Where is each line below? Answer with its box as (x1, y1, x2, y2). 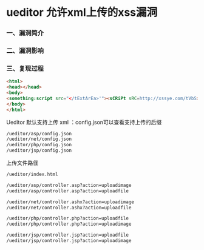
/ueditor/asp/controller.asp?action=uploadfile (6, 187, 129, 194)
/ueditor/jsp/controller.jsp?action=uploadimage (6, 238, 132, 244)
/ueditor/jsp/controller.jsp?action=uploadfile (6, 232, 129, 238)
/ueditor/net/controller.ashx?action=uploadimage (6, 198, 135, 205)
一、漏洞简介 (6, 29, 44, 37)
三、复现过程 (6, 64, 44, 73)
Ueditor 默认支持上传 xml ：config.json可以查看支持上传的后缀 (6, 118, 162, 126)
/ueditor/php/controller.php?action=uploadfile (6, 215, 129, 221)
